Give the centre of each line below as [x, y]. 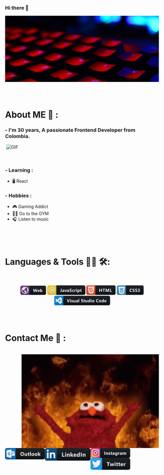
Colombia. [18, 136]
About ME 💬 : [32, 115]
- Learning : [19, 170]
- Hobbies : [19, 196]
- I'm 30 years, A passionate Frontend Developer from [70, 130]
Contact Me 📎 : [36, 338]
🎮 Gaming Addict [30, 207]
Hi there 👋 [17, 8]
